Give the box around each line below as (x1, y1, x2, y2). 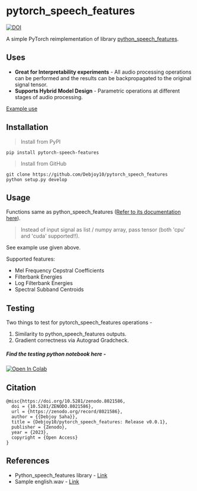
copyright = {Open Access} (11, 435, 78, 441)
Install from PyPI (20, 138, 61, 145)
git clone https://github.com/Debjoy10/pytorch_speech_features (6, 171, 168, 178)
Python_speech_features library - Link (14, 471, 108, 479)
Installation (6, 122, 49, 132)
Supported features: (6, 255, 55, 262)
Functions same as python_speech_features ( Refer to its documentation (6, 208, 181, 216)
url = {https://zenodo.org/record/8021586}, (11, 408, 123, 414)
